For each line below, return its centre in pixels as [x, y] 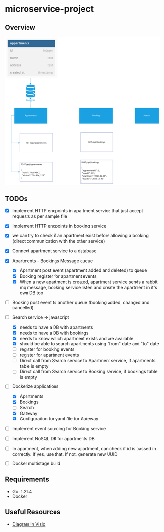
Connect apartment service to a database [54, 251]
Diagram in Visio [29, 524]
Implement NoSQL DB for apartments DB [53, 438]
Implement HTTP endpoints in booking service [59, 226]
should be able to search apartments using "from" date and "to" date [89, 343]
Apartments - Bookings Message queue [53, 261]
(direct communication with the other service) [58, 241]
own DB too [31, 293]
